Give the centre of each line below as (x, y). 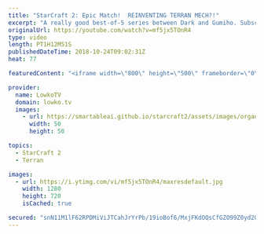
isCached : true (47, 204)
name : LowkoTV (38, 95)
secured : (22, 218)
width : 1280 (42, 189)
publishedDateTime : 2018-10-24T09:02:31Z (77, 52)
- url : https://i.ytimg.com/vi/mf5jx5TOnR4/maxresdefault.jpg (119, 181)
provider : (24, 87)
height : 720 (42, 196)
